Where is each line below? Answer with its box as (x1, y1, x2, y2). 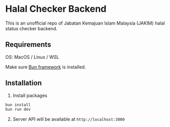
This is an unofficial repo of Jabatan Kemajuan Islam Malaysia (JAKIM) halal (5, 20, 165, 26)
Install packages (12, 92, 48, 98)
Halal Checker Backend (5, 3, 107, 15)
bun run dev (5, 107, 31, 112)
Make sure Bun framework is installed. (5, 63, 86, 70)
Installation (5, 79, 42, 88)
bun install (5, 102, 31, 108)
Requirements (5, 40, 51, 49)
